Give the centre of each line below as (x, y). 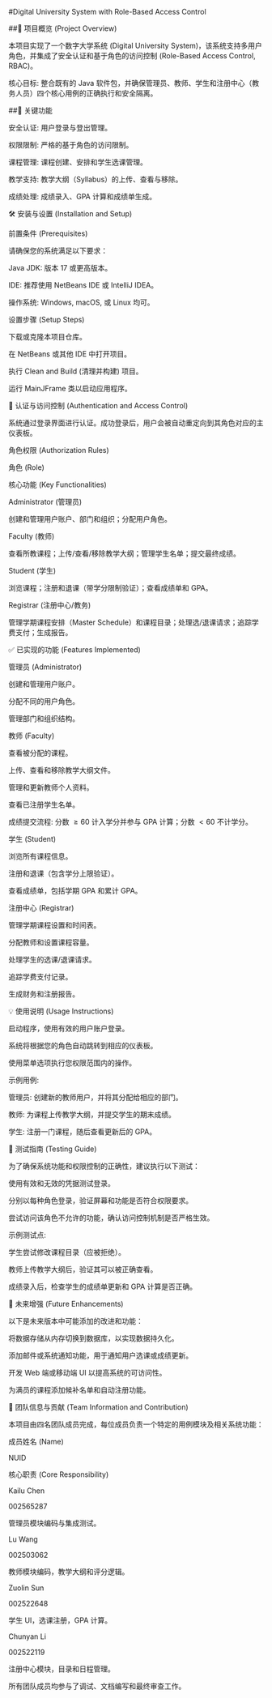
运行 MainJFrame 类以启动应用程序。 (70, 388)
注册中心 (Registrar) (41, 908)
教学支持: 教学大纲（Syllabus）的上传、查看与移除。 (96, 179)
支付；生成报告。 (44, 632)
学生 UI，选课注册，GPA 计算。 (60, 1620)
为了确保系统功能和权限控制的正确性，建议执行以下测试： (104, 1166)
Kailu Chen (27, 1491)
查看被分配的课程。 (40, 753)
